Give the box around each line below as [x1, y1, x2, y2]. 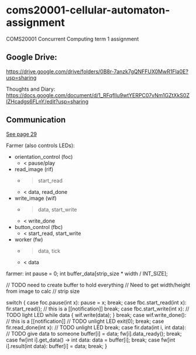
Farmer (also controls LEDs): [6, 142, 75, 149]
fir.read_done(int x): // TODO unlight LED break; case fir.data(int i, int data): [6, 323, 186, 331]
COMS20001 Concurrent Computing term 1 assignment [6, 35, 139, 42]
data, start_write [37, 206, 77, 213]
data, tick [37, 247, 60, 254]
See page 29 [6, 130, 37, 138]
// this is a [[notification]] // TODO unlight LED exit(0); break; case [6, 318, 164, 325]
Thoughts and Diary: [6, 86, 56, 93]
